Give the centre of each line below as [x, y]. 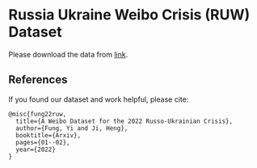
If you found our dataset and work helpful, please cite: [99, 99]
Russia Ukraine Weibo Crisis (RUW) [129, 15]
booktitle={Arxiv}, [48, 135]
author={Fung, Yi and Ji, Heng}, [72, 128]
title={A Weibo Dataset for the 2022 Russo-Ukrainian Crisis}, [124, 121]
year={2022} [36, 149]
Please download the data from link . [68, 54]
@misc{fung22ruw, [38, 114]
